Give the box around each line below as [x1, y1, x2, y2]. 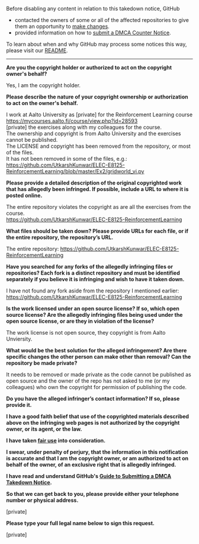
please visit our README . [6, 47, 68, 54]
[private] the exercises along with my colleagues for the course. [6, 124, 162, 131]
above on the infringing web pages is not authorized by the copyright [6, 419, 180, 426]
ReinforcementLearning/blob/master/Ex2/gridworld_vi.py [6, 168, 145, 174]
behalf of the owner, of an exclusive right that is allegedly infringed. [6, 461, 176, 468]
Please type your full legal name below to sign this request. [6, 520, 155, 527]
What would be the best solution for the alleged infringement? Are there [6, 347, 187, 354]
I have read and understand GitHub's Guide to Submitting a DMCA [6, 473, 172, 479]
